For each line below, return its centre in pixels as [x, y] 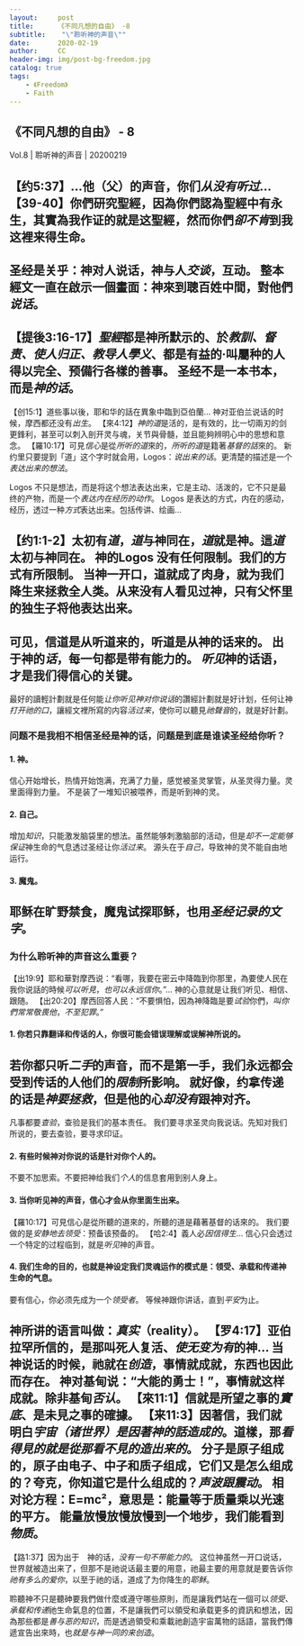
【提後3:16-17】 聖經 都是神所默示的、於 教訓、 [137, 337]
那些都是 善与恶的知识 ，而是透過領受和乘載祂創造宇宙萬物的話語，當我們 [151, 1621]
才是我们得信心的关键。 [74, 675]
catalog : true [36, 68]
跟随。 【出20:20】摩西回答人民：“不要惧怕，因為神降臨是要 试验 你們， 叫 [145, 1000]
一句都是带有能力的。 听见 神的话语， [182, 659]
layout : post [42, 18]
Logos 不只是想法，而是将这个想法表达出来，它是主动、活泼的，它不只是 [144, 487]
